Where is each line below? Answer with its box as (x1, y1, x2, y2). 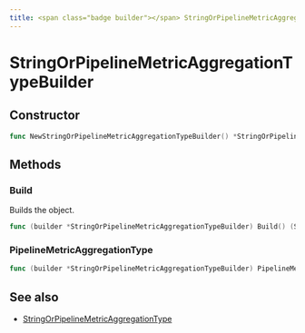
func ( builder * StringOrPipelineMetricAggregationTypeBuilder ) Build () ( (9, 222, 295, 231)
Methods (9, 156, 62, 172)
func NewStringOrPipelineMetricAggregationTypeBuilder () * (9, 132, 238, 141)
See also (9, 289, 59, 305)
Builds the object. (9, 205, 75, 216)
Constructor (9, 108, 80, 123)
